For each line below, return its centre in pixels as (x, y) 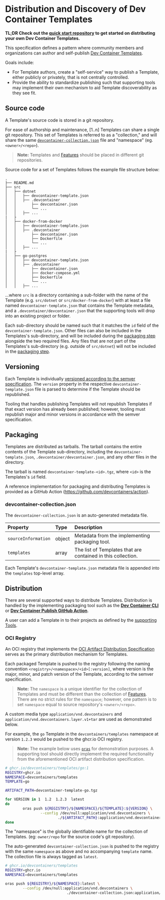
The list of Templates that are (108, 550)
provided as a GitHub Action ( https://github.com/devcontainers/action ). (77, 492)
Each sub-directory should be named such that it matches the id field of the (82, 325)
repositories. (30, 160)
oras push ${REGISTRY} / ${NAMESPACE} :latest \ (52, 884)
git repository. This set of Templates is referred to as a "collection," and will (81, 135)
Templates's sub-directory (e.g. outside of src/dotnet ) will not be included (81, 346)
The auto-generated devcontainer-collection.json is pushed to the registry (82, 846)
